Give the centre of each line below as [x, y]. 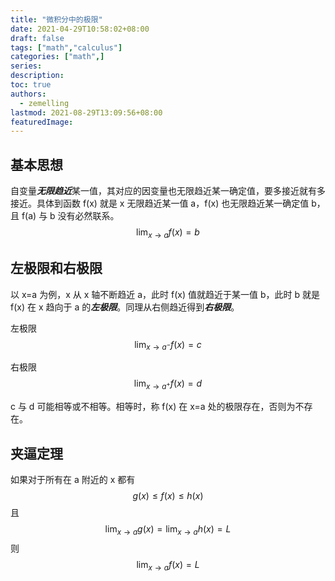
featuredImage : [42, 122]
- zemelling [44, 103]
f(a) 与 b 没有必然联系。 [70, 216]
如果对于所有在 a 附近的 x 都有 [73, 480]
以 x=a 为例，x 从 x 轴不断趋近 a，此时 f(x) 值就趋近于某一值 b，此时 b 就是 [165, 294]
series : [26, 66]
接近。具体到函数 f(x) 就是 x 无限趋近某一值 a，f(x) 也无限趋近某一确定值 [160, 203]
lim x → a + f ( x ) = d [168, 384]
